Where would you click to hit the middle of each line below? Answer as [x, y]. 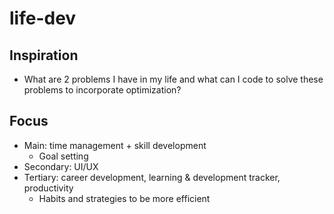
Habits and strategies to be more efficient [124, 198]
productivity [48, 188]
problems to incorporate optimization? [102, 90]
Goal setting [63, 156]
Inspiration [44, 55]
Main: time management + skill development [115, 145]
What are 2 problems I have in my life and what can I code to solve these [173, 79]
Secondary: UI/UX [61, 166]
